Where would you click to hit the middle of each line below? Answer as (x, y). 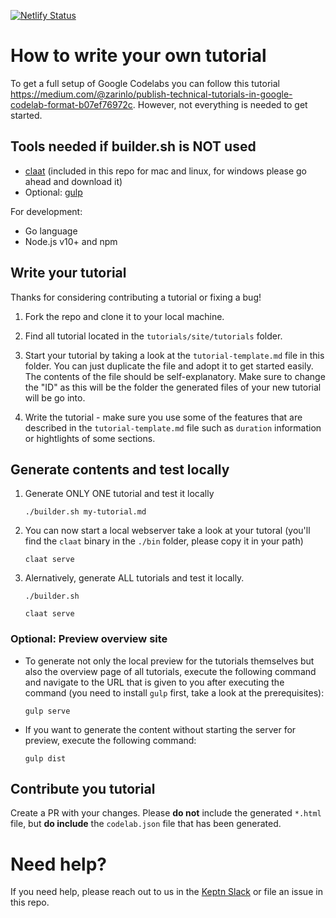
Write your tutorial (68, 273)
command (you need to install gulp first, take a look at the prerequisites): (174, 692)
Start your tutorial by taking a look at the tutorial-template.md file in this (174, 355)
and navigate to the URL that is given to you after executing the (154, 682)
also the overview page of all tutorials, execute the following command (170, 671)
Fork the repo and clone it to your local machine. (124, 316)
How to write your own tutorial (138, 56)
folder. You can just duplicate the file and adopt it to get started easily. (169, 366)
